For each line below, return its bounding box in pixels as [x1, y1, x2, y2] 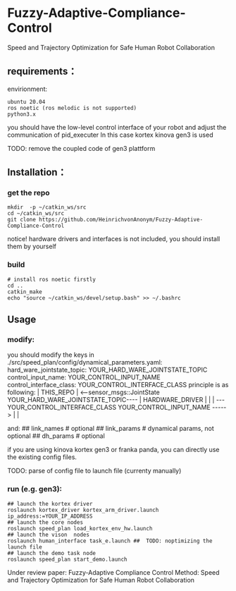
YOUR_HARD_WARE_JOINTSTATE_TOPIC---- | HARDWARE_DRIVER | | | [7, 396, 215, 404]
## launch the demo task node [7, 549, 97, 556]
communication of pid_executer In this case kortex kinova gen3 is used [7, 130, 213, 139]
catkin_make [7, 288, 42, 295]
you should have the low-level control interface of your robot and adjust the [7, 123, 227, 131]
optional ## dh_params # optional [7, 432, 106, 440]
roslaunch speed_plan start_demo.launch [7, 556, 128, 563]
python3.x [7, 111, 37, 118]
